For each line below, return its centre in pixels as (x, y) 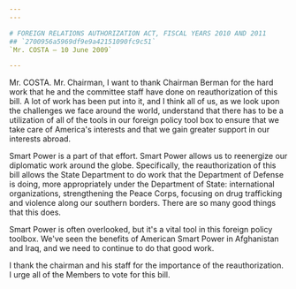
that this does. (35, 212)
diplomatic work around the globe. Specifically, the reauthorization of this (143, 165)
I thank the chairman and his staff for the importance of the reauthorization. (147, 265)
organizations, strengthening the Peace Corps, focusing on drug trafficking (146, 194)
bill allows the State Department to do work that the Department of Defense (147, 175)
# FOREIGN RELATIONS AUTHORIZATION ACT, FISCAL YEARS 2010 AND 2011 (138, 33)
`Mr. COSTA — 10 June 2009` (61, 49)
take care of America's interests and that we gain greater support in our (140, 130)
